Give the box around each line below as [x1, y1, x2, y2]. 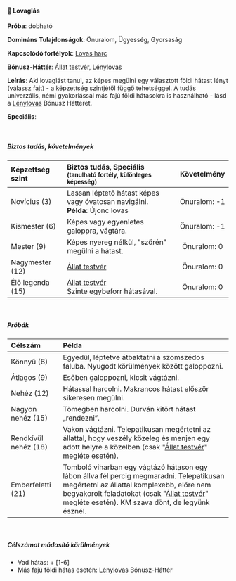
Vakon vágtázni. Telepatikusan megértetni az [63, 425, 211, 435]
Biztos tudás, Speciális [66, 162, 145, 172]
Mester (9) [11, 242, 46, 252]
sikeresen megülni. [63, 393, 125, 403]
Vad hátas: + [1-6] [17, 558, 70, 567]
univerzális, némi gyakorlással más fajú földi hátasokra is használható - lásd [7, 91, 227, 100]
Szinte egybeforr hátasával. [66, 286, 158, 296]
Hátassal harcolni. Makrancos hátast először [63, 384, 209, 394]
